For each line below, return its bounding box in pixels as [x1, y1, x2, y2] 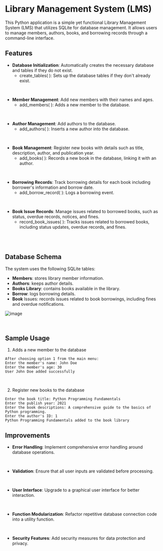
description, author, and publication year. [12, 150, 95, 156]
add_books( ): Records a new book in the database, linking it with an [19, 155, 157, 161]
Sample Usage [5, 334, 50, 342]
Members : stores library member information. [12, 275, 104, 281]
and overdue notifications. [12, 301, 65, 307]
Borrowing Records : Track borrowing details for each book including [12, 179, 151, 185]
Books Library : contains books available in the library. [12, 285, 121, 291]
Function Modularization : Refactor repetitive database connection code [12, 511, 157, 517]
